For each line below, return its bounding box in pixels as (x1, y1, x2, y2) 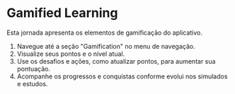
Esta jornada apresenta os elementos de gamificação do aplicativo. (6, 28, 203, 37)
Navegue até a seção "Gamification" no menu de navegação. (16, 42, 195, 50)
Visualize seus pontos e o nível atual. (16, 49, 125, 58)
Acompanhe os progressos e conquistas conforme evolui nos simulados (16, 72, 228, 81)
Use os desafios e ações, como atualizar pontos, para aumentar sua (16, 57, 216, 65)
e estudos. (16, 79, 48, 88)
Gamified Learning (6, 5, 118, 21)
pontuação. (16, 64, 51, 73)
